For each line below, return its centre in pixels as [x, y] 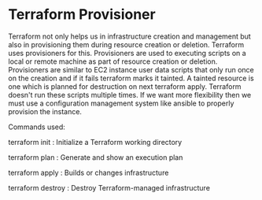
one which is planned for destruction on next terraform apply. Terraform [125, 86]
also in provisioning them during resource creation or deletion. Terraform [126, 44]
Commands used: [37, 127]
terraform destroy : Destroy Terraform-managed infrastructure [109, 187]
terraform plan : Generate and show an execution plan [96, 157]
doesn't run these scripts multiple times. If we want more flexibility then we [130, 94]
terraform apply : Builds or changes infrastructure [89, 172]
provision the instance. [45, 111]
